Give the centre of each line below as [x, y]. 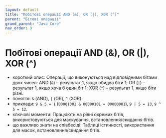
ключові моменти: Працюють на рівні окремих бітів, [68, 115]
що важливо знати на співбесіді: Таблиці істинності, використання [83, 125]
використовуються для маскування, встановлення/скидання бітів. [83, 120]
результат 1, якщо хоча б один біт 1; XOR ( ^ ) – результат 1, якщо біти [84, 88]
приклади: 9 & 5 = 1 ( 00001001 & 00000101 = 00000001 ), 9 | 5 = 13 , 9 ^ [86, 104]
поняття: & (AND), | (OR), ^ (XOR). [48, 99]
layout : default [22, 10]
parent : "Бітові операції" [33, 19]
